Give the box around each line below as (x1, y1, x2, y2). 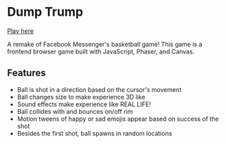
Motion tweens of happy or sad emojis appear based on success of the (16, 115, 219, 123)
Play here (7, 27, 34, 35)
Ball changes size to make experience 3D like (16, 93, 146, 101)
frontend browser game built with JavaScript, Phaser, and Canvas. (7, 47, 195, 56)
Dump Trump (7, 4, 84, 20)
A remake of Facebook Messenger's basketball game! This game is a (7, 40, 203, 48)
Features (7, 67, 46, 79)
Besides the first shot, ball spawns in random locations (16, 129, 172, 137)
